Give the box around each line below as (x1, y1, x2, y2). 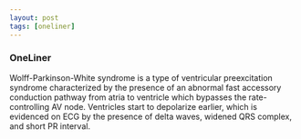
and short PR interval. (9, 120, 91, 132)
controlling (9, 101, 50, 112)
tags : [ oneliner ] (9, 22, 76, 31)
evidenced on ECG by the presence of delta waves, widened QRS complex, (9, 111, 293, 122)
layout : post (9, 13, 59, 23)
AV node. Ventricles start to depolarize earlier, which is (51, 101, 258, 112)
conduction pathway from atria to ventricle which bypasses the (9, 92, 247, 103)
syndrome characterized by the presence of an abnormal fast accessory (9, 82, 282, 93)
